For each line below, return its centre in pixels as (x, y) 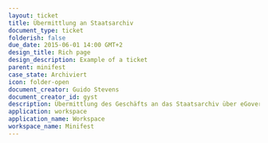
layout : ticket (33, 15)
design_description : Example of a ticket (78, 60)
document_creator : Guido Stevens (64, 89)
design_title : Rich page (49, 52)
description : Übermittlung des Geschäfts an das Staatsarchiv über (123, 104)
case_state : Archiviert (48, 75)
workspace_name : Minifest (51, 126)
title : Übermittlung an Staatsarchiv (71, 23)
